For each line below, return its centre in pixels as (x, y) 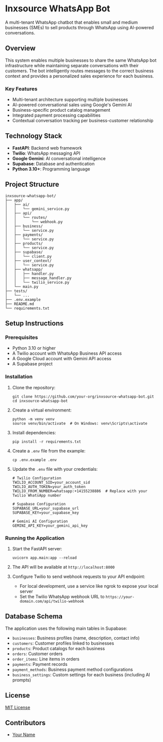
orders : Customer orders (37, 654)
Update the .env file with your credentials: (55, 469)
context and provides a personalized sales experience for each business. (80, 76)
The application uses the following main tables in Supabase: (66, 628)
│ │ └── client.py (28, 256)
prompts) (21, 680)
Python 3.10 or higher (34, 348)
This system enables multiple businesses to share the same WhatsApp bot (81, 60)
